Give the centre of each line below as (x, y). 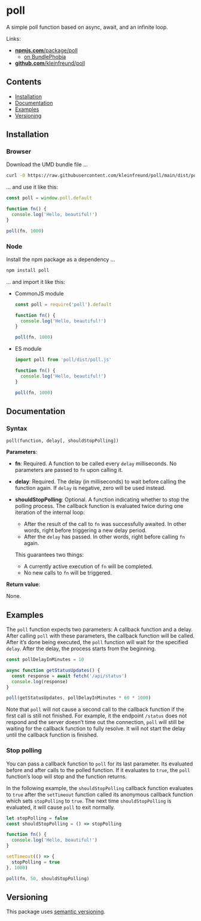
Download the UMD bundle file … (47, 165)
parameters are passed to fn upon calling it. (69, 470)
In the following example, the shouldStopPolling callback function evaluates (100, 788)
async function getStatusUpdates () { (53, 670)
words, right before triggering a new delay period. (85, 530)
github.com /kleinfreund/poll (50, 63)
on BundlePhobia (45, 56)
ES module (28, 349)
